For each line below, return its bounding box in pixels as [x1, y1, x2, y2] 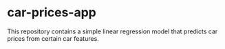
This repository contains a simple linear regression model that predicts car [7, 27, 218, 35]
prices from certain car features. [7, 34, 100, 42]
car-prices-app [7, 5, 96, 20]
